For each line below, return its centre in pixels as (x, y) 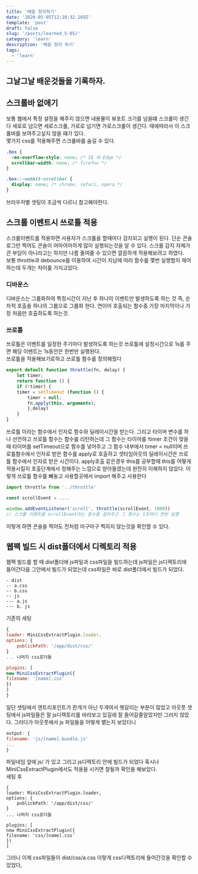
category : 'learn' (29, 39)
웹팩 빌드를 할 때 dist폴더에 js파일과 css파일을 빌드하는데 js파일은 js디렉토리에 (97, 562)
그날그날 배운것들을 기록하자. (56, 81)
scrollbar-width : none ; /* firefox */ (59, 163)
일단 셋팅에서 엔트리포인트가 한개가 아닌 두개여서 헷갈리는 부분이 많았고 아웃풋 (96, 707)
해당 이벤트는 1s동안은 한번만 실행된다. (56, 351)
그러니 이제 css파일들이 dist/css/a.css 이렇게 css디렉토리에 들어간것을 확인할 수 (99, 858)
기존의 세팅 (19, 618)
